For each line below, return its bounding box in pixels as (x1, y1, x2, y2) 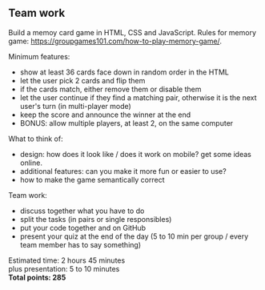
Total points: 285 (8, 272, 66, 282)
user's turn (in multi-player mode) (19, 101, 132, 111)
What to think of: (8, 134, 63, 143)
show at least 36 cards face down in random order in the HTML (19, 67, 230, 77)
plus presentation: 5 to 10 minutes (8, 264, 120, 273)
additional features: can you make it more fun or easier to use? (19, 166, 227, 175)
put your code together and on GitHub (19, 223, 147, 232)
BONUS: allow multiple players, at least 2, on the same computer (19, 118, 234, 127)
